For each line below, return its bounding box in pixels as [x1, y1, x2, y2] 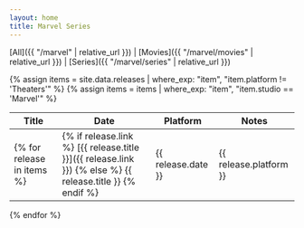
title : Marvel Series [9, 22, 91, 31]
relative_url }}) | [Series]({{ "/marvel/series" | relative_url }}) [9, 56, 231, 67]
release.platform [218, 157, 289, 170]
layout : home [9, 13, 59, 23]
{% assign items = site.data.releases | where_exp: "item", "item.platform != [9, 73, 288, 84]
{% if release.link [62, 129, 134, 142]
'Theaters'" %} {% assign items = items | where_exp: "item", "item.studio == [9, 83, 294, 94]
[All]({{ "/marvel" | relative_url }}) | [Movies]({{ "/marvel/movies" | [9, 46, 253, 57]
